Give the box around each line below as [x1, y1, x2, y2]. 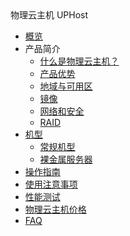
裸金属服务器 [39, 153, 93, 165]
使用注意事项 [24, 178, 78, 190]
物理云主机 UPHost [10, 9, 89, 21]
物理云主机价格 [24, 203, 87, 215]
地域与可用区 [39, 80, 93, 92]
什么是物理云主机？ [39, 55, 120, 67]
